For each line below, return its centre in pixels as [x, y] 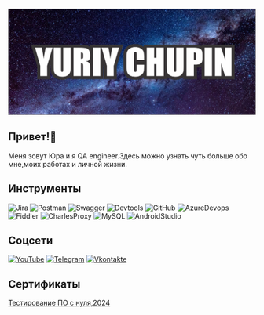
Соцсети [31, 241]
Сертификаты [44, 284]
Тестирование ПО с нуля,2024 [59, 303]
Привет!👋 [33, 137]
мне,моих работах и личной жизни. [68, 164]
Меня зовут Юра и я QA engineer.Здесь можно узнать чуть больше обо [128, 156]
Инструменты [45, 189]
